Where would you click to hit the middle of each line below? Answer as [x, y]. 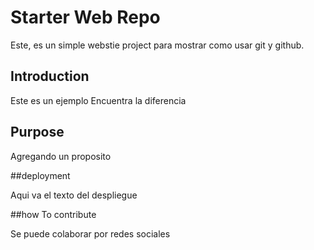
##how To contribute [53, 214]
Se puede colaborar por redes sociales [90, 233]
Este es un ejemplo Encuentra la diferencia [98, 100]
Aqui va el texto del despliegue [74, 195]
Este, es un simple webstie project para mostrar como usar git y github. [157, 45]
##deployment [40, 175]
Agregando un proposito [61, 156]
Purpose [37, 132]
